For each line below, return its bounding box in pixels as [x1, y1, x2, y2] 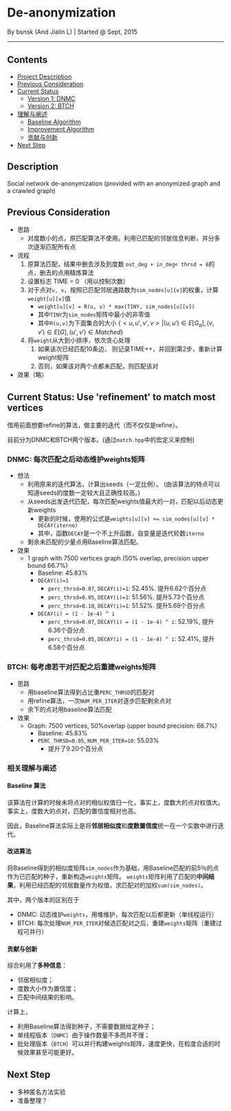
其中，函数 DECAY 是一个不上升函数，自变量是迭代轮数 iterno [37, 529, 205, 538]
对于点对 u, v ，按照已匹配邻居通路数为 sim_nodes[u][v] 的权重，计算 [27, 286, 219, 294]
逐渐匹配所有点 [33, 243, 76, 251]
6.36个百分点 [47, 626, 85, 635]
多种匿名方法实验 [16, 1088, 66, 1096]
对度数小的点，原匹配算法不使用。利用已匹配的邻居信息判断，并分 [27, 234, 214, 243]
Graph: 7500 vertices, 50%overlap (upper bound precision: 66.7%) [27, 722, 218, 730]
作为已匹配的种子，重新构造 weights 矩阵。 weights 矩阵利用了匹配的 [7, 872, 197, 880]
